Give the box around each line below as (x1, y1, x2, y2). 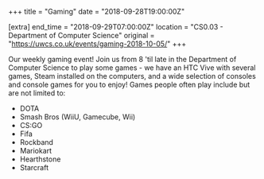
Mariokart (19, 146, 52, 155)
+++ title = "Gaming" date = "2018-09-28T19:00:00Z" (8, 7, 185, 16)
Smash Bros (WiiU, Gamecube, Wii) (19, 112, 136, 122)
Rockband (19, 138, 54, 146)
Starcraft (19, 163, 49, 172)
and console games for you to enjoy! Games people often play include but (8, 80, 250, 89)
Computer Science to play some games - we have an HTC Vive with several (8, 63, 256, 72)
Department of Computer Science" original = (8, 31, 155, 40)
